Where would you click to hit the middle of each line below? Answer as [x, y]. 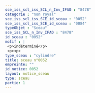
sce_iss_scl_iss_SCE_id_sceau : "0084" [46, 23]
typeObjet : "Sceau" [26, 28]
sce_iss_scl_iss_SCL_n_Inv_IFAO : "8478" [48, 10]
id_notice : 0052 [22, 69]
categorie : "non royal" [31, 14]
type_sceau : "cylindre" [31, 55]
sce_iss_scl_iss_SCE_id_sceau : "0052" [46, 19]
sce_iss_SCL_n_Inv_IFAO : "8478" [39, 32]
